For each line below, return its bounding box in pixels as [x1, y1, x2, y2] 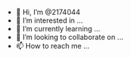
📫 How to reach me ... [15, 42, 90, 50]
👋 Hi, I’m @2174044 [15, 8, 81, 16]
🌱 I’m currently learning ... [15, 24, 101, 33]
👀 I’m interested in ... [15, 16, 83, 25]
